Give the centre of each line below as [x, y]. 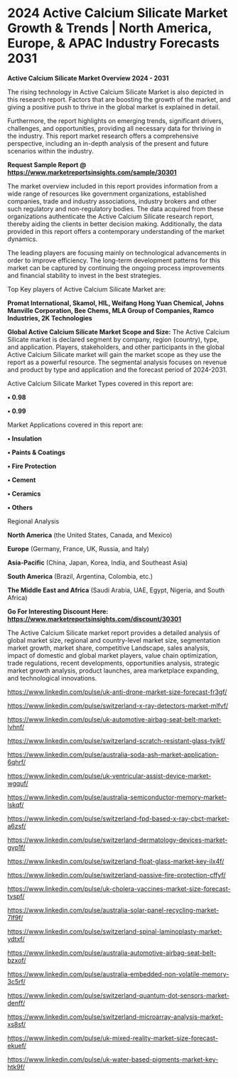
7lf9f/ [15, 917]
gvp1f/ [17, 847]
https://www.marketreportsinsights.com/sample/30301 [92, 172]
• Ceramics [24, 493]
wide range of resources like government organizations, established [107, 193]
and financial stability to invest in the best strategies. [84, 275]
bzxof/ [17, 960]
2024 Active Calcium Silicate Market [118, 13]
